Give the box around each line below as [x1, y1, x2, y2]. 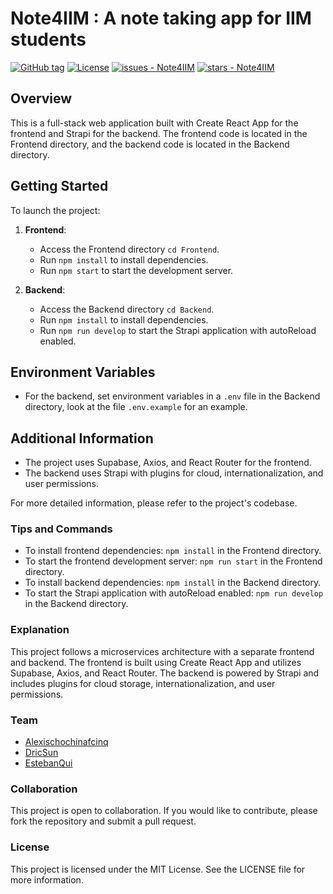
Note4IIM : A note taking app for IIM [10, 7, 312, 30]
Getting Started [10, 178, 109, 195]
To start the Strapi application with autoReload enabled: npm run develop [24, 587, 324, 599]
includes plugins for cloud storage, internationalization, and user [10, 677, 276, 689]
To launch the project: [10, 204, 101, 216]
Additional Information [10, 430, 154, 447]
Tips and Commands [10, 522, 113, 536]
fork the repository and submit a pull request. [10, 815, 197, 827]
